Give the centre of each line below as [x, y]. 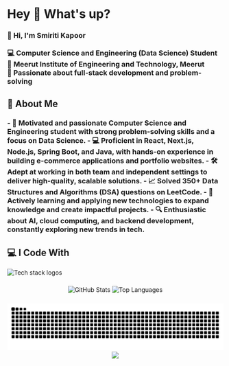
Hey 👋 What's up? [59, 14]
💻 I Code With [38, 252]
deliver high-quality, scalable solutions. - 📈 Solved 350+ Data [113, 181]
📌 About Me [33, 103]
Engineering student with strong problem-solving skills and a [111, 132]
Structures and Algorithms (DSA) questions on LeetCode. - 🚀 [110, 192]
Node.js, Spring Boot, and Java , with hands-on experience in [110, 152]
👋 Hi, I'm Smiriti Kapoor [46, 36]
